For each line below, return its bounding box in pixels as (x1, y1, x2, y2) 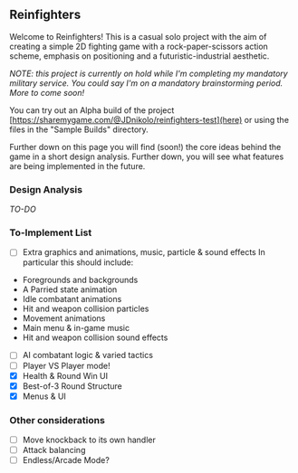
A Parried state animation (22, 284, 118, 295)
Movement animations (22, 313, 106, 324)
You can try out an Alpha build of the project (9, 104, 175, 116)
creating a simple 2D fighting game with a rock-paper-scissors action (9, 41, 269, 52)
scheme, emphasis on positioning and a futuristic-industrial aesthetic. (9, 50, 270, 61)
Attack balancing (22, 445, 86, 456)
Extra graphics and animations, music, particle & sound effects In (22, 247, 265, 258)
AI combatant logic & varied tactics (22, 350, 154, 361)
